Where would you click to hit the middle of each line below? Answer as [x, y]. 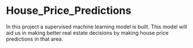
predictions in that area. [35, 39]
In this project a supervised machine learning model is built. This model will [96, 27]
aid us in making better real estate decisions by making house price [87, 32]
